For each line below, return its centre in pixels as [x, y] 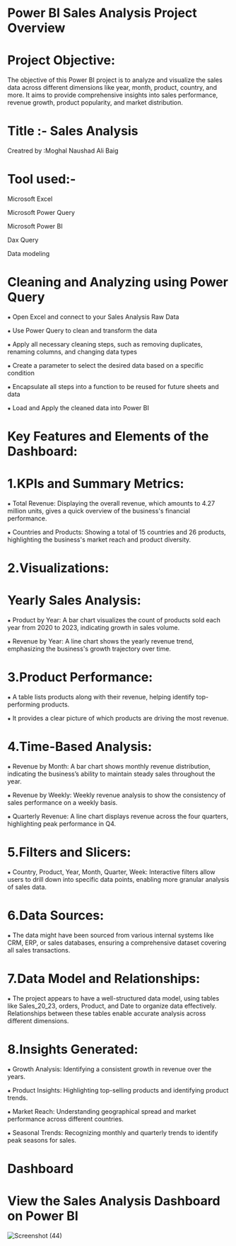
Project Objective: [61, 60]
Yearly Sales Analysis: [74, 601]
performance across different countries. [65, 1119]
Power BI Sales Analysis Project [102, 13]
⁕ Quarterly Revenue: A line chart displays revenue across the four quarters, [118, 816]
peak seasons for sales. [42, 1140]
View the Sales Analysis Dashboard [114, 1201]
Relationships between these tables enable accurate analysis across [107, 1013]
